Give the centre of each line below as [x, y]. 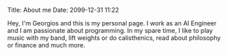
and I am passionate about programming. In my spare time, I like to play [110, 31]
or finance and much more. [46, 45]
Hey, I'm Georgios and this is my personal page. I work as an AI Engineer [112, 23]
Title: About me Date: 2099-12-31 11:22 [63, 10]
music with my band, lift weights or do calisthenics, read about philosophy [114, 38]
